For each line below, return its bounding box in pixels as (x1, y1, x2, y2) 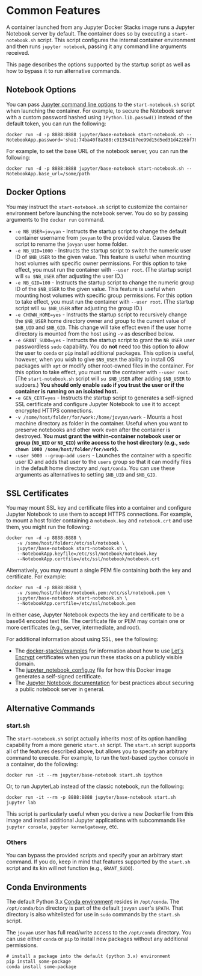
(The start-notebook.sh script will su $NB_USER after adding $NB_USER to (14, 375, 191, 382)
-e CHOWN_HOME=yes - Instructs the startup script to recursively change (14, 311, 188, 318)
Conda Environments (6, 882, 87, 892)
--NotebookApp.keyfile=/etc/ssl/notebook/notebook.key (17, 551, 158, 557)
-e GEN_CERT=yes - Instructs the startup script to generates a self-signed (14, 394, 194, 401)
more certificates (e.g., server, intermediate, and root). (6, 624, 141, 631)
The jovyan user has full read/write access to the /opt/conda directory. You (6, 929, 192, 936)
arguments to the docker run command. (6, 216, 105, 223)
